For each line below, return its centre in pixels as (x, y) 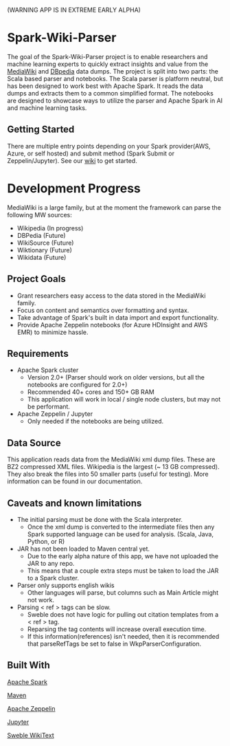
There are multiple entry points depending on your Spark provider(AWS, (109, 146)
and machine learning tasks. (47, 108)
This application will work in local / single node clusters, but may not (124, 399)
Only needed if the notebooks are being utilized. (95, 421)
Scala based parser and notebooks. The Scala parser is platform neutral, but (115, 78)
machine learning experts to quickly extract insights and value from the (108, 64)
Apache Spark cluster (48, 370)
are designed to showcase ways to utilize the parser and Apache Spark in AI (115, 100)
